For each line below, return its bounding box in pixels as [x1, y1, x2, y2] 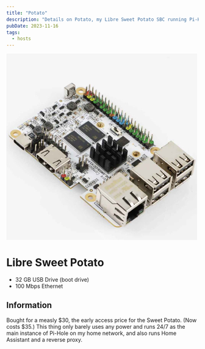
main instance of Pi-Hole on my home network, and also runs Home [6, 329, 177, 337]
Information [6, 300, 52, 310]
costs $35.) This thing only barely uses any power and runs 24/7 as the [6, 323, 185, 330]
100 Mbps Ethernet [15, 282, 63, 290]
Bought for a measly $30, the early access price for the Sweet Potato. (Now [6, 316, 197, 324]
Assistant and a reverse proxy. [6, 336, 83, 343]
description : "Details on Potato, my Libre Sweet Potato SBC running [6, 16, 187, 23]
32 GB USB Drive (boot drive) [15, 276, 90, 283]
